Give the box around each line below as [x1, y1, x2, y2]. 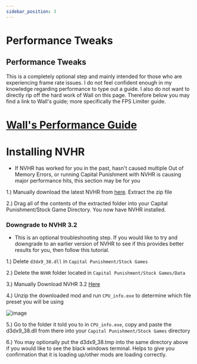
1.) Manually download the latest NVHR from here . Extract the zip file [6, 188, 172, 196]
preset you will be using [6, 298, 64, 305]
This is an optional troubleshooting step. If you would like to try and [14, 234, 178, 241]
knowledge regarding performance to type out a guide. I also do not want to [6, 85, 190, 92]
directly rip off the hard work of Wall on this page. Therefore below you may [6, 92, 190, 99]
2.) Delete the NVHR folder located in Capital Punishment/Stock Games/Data [6, 269, 186, 277]
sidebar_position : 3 [6, 8, 57, 15]
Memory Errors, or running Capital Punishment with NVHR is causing [14, 171, 181, 178]
